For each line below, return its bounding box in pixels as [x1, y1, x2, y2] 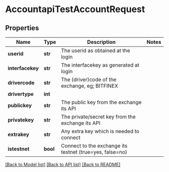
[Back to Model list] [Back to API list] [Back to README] [5, 161, 121, 167]
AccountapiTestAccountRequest [5, 4, 145, 15]
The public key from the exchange [61, 99, 142, 105]
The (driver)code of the [61, 76, 117, 83]
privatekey [8, 117, 34, 123]
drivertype [8, 91, 34, 97]
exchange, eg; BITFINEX [61, 82, 118, 89]
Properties [5, 24, 39, 32]
